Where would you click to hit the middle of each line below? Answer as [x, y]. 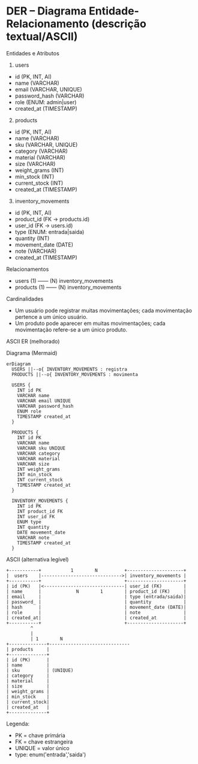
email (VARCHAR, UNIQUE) [48, 89]
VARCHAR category [39, 453]
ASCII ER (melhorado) [33, 341]
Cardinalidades [25, 298]
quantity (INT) [32, 238]
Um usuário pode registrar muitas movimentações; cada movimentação [103, 310]
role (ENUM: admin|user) [46, 102]
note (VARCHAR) [36, 251]
